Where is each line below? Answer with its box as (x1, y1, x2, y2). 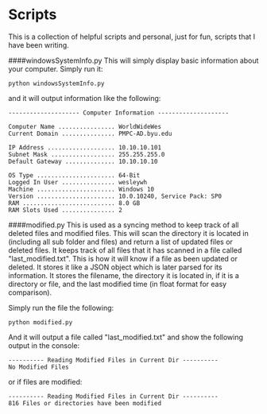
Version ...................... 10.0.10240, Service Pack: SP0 (8, 192, 222, 200)
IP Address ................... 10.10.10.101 (8, 143, 161, 152)
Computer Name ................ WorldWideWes (8, 122, 161, 130)
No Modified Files (8, 363, 69, 371)
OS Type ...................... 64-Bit (8, 171, 141, 180)
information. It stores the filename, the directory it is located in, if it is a (8, 270, 240, 280)
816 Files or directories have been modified (8, 399, 161, 407)
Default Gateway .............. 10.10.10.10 (8, 157, 158, 165)
